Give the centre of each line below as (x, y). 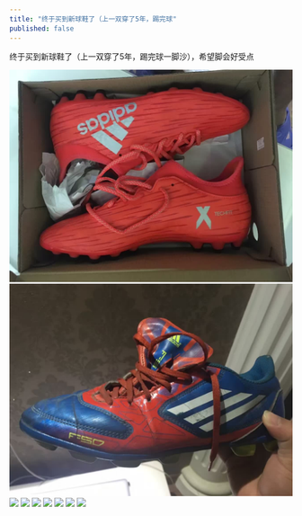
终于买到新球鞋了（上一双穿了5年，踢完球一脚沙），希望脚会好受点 (132, 56)
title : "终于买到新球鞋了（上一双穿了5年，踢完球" (93, 19)
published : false (42, 28)
